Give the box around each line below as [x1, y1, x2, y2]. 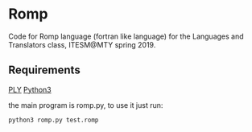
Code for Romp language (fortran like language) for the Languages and [8, 31, 244, 41]
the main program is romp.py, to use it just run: [8, 100, 163, 109]
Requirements [8, 64, 81, 77]
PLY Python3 [8, 85, 52, 94]
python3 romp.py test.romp [8, 116, 99, 124]
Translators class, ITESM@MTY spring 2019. [8, 39, 156, 49]
